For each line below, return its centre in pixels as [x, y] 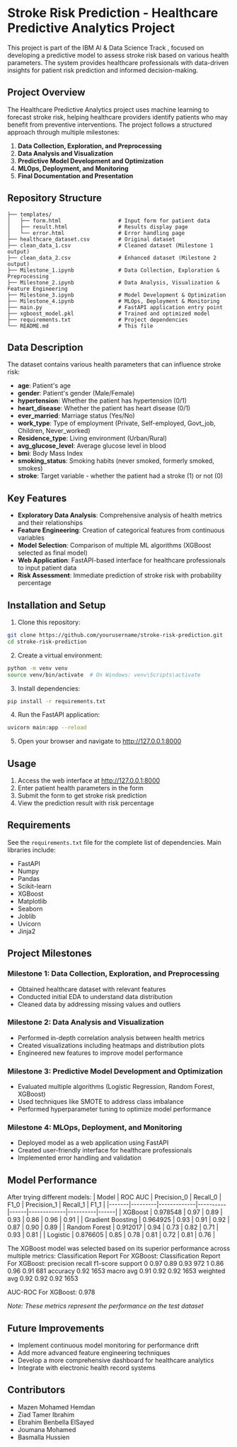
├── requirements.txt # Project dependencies [98, 320]
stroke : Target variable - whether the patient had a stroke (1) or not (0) [120, 476]
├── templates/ [30, 214]
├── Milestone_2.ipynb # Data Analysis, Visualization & [114, 282]
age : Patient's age [44, 386]
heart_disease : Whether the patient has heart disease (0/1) [104, 408]
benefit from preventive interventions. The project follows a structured [110, 125]
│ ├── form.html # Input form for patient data [109, 221]
